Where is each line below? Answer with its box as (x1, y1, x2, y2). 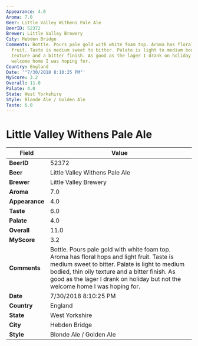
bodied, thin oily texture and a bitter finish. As (49, 267, 176, 276)
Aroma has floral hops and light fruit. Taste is (49, 253, 174, 261)
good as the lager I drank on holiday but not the (49, 275, 181, 283)
